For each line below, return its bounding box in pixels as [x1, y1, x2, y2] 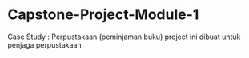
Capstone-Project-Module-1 [7, 6, 199, 24]
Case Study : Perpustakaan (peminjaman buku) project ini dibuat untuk [7, 32, 241, 41]
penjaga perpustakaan [7, 40, 82, 49]
